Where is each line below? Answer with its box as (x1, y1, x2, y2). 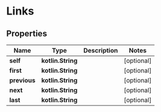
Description (83, 47, 118, 54)
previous (9, 76, 36, 84)
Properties (6, 28, 47, 39)
